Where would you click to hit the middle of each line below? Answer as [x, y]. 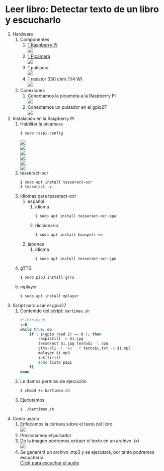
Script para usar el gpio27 [39, 305]
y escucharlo [33, 20]
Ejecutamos [32, 400]
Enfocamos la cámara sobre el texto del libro [66, 424]
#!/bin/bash [32, 320]
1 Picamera [39, 56]
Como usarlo [26, 419]
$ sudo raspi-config [42, 133]
